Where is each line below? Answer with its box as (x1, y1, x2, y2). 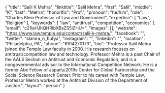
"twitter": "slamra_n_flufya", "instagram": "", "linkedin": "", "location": (5, 35, 145, 41)
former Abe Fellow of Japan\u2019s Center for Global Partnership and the (5, 67, 155, 73)
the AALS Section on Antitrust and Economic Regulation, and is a (5, 57, 137, 62)
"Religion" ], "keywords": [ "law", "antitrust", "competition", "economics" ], (5, 20, 156, 26)
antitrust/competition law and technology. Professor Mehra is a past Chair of (5, 51, 160, 57)
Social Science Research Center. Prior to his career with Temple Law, (5, 72, 145, 78)
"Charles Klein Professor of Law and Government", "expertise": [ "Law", (5, 15, 151, 20)
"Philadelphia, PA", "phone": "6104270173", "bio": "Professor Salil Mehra (5, 41, 152, 46)
